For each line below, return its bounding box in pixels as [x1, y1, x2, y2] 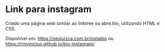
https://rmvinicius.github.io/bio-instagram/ [5, 40, 95, 46]
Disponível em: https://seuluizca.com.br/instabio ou [5, 35, 114, 41]
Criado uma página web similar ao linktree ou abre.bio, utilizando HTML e [5, 20, 160, 26]
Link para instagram [5, 4, 92, 15]
